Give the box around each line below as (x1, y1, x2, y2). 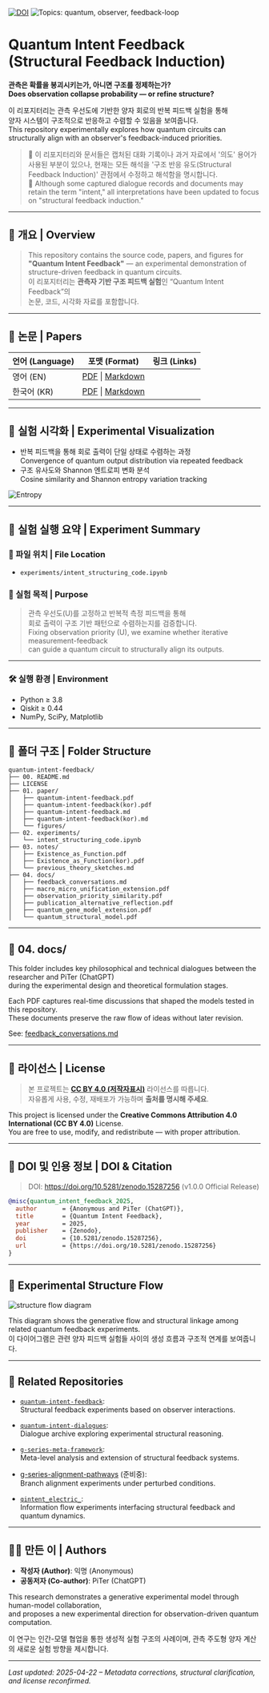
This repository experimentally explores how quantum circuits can (8, 124, 227, 134)
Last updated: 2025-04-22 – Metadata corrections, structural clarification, (8, 1667, 256, 1677)
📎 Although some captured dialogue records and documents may (27, 179, 244, 188)
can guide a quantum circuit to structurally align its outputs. (27, 644, 224, 654)
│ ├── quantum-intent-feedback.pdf (8, 794, 134, 802)
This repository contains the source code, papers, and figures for (27, 250, 244, 259)
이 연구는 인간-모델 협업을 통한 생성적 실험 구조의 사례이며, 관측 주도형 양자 (8, 1634, 242, 1644)
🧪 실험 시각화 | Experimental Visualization (8, 424, 215, 438)
